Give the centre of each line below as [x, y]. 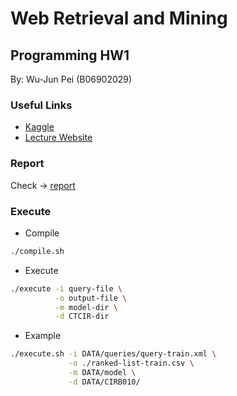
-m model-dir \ [86, 307]
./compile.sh [37, 251]
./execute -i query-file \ [66, 288]
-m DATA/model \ [102, 373]
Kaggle [39, 127]
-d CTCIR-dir [82, 317]
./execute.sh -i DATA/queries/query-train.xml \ [113, 354]
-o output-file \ [91, 298]
